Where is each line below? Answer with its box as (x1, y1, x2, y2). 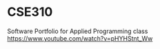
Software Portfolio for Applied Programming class (7, 27, 148, 35)
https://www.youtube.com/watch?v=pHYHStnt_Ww (7, 34, 153, 42)
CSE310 (7, 4, 53, 20)
